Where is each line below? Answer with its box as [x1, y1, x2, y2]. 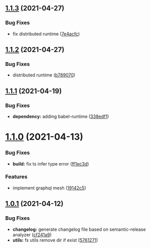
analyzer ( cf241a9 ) [12, 231, 52, 237]
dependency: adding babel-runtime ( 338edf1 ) [12, 113, 110, 119]
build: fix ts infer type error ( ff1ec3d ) [12, 160, 89, 167]
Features [5, 173, 28, 180]
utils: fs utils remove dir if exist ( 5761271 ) [12, 237, 98, 243]
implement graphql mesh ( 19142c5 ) [12, 185, 86, 191]
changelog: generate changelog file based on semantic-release [12, 226, 146, 232]
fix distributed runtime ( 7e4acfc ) [12, 30, 80, 37]
